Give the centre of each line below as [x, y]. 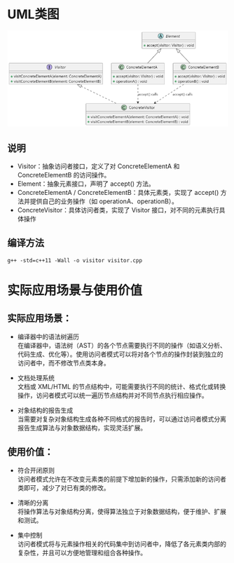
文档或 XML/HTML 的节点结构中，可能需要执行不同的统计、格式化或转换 [122, 386]
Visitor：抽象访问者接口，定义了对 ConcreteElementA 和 [98, 166]
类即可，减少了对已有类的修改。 [63, 487]
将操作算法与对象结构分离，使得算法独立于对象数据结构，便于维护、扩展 [122, 511]
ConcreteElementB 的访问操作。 [64, 175]
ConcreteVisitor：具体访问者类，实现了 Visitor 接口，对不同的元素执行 [118, 210]
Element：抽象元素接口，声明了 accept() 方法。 [86, 184]
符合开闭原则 [36, 470]
